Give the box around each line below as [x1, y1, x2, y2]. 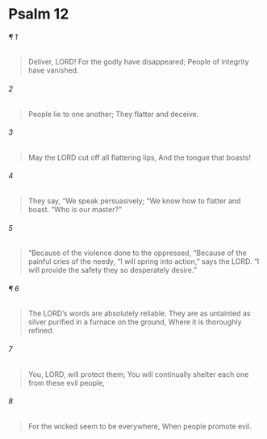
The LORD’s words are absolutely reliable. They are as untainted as [27, 308, 251, 319]
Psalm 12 [8, 5, 69, 23]
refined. [27, 326, 55, 336]
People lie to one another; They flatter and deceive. [27, 109, 199, 119]
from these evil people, [27, 378, 105, 387]
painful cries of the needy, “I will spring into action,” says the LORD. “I [27, 257, 260, 266]
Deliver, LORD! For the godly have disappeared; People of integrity [27, 57, 249, 67]
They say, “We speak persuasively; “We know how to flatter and [27, 196, 241, 206]
